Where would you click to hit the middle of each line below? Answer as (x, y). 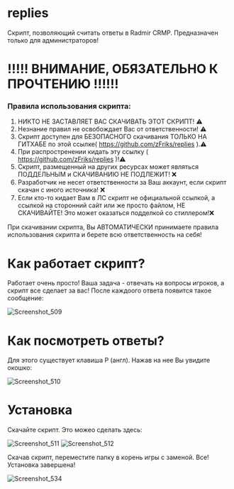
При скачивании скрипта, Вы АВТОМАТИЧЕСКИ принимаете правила (113, 227)
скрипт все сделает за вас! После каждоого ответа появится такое (110, 291)
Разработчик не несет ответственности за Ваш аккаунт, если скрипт (122, 182)
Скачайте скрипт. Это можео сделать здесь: (75, 430)
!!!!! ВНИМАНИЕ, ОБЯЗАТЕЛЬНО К (113, 69)
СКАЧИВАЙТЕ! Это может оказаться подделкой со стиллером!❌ (116, 213)
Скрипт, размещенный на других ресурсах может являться (108, 167)
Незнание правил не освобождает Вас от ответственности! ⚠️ (112, 129)
